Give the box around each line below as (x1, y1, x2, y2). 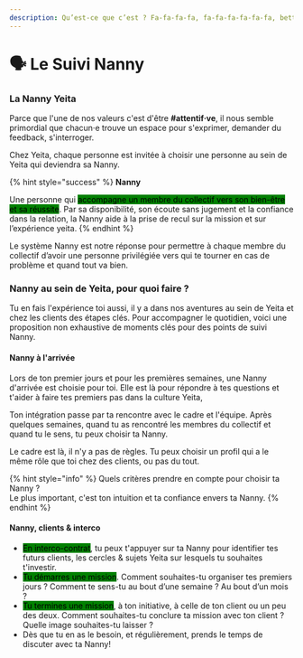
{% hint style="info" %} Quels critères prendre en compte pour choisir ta (9, 473, 280, 484)
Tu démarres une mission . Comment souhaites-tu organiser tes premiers (22, 571, 293, 582)
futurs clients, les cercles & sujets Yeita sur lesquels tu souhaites (22, 552, 263, 563)
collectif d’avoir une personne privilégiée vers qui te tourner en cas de (9, 250, 271, 261)
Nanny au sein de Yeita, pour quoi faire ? (9, 282, 189, 295)
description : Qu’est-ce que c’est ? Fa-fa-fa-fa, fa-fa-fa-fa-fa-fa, (9, 13, 277, 23)
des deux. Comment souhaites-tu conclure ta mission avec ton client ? (22, 609, 285, 620)
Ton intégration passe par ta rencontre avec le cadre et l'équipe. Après (9, 409, 272, 420)
